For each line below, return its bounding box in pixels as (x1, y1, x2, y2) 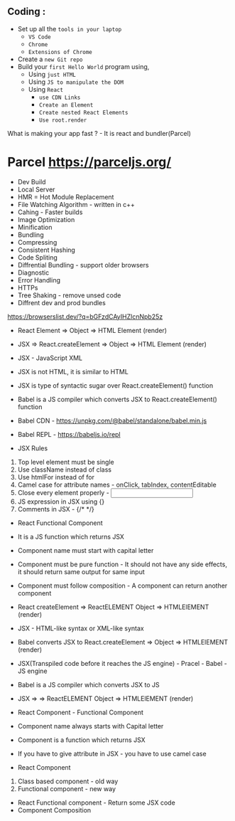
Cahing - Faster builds (17, 208, 83, 216)
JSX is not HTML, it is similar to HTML (17, 367, 129, 376)
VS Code (28, 33, 51, 41)
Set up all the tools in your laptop (17, 24, 122, 33)
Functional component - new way (17, 784, 116, 793)
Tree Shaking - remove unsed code (17, 291, 121, 300)
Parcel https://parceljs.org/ (7, 154, 172, 170)
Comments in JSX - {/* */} (17, 504, 94, 513)
